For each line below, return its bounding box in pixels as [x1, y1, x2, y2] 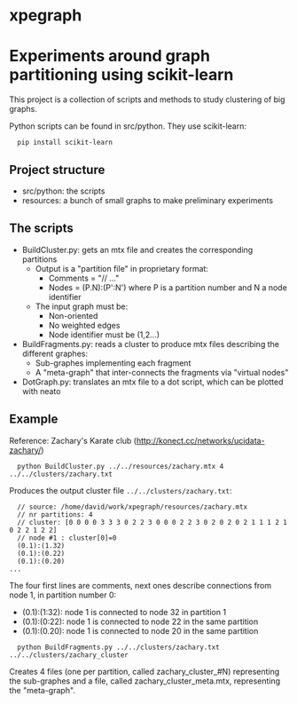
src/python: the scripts [21, 186, 106, 196]
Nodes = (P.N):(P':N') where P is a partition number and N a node [48, 281, 288, 293]
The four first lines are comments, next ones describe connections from [9, 580, 272, 590]
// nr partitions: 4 [17, 510, 93, 519]
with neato [21, 385, 61, 396]
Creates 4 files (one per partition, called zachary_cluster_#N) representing [9, 666, 280, 676]
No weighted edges [48, 320, 121, 330]
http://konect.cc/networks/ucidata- [136, 435, 265, 446]
